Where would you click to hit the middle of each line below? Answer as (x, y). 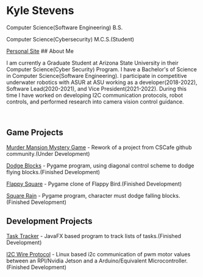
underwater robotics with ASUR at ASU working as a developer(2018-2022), (102, 82)
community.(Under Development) (48, 153)
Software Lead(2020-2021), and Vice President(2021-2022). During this (97, 88)
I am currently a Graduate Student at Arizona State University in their (92, 63)
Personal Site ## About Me (40, 51)
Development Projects (49, 221)
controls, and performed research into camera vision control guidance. (95, 102)
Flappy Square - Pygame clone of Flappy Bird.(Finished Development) (94, 184)
